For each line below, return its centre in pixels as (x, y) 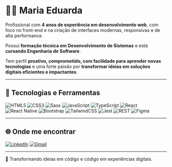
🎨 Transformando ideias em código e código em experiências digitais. (79, 159)
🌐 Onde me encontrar (40, 132)
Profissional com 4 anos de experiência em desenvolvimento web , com (82, 25)
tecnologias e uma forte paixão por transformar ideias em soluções (78, 66)
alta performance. (24, 35)
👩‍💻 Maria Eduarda (44, 11)
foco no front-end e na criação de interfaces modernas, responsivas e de (83, 30)
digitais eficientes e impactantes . (41, 72)
